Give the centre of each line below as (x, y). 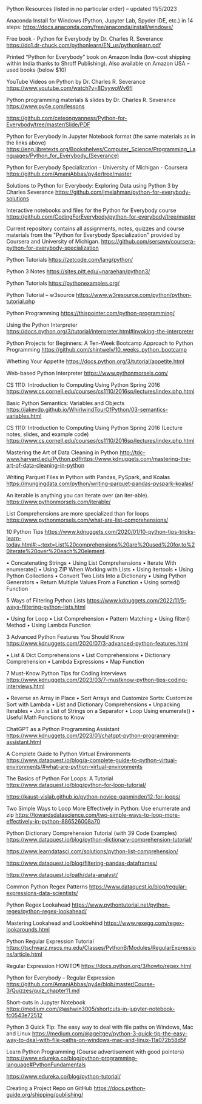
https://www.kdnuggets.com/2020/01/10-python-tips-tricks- (120, 532)
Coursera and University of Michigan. (53, 241)
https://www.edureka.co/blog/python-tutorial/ (64, 1076)
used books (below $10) (36, 70)
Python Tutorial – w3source (40, 295)
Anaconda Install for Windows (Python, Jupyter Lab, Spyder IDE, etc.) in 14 (100, 20)
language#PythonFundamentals (46, 1065)
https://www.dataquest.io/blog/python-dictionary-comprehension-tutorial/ (99, 840)
